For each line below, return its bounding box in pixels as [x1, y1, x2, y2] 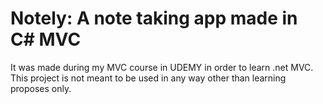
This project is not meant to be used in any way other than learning [10, 72, 287, 84]
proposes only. [10, 82, 72, 94]
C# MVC [10, 28, 82, 51]
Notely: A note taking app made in [10, 7, 298, 30]
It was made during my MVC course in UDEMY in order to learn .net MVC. [10, 61, 314, 73]
